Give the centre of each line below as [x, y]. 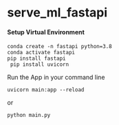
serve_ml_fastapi [57, 13]
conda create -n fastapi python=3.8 [60, 47]
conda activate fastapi [41, 53]
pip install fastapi [37, 59]
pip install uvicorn [40, 65]
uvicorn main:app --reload [46, 90]
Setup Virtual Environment [46, 32]
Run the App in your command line [56, 78]
